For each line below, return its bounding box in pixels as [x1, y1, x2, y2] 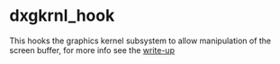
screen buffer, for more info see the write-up [9, 44, 176, 55]
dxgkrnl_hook [9, 5, 115, 26]
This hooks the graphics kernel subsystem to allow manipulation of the [9, 35, 272, 46]
